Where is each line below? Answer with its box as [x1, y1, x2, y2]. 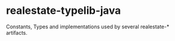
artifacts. [6, 29, 28, 36]
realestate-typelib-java [6, 4, 121, 17]
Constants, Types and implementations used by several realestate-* [6, 23, 170, 30]
